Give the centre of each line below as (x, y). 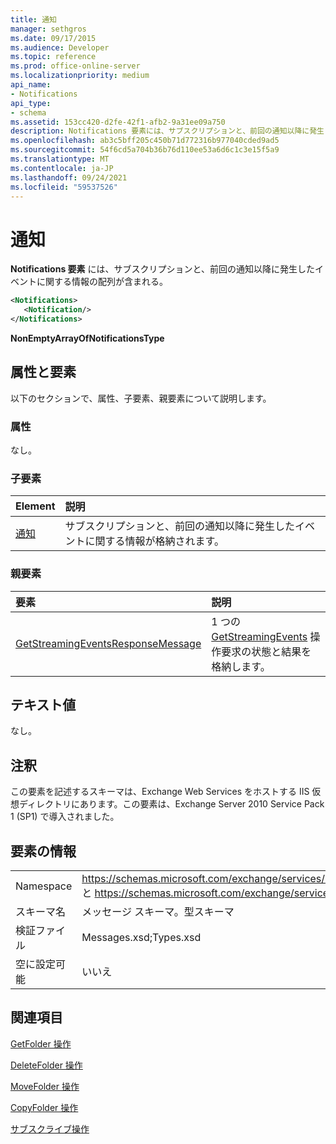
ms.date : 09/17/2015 (53, 38)
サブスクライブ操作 (50, 1128)
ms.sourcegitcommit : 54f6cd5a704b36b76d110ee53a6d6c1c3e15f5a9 (145, 150)
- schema (28, 112)
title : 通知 (33, 19)
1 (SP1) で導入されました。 (65, 817)
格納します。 (241, 666)
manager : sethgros (48, 29)
